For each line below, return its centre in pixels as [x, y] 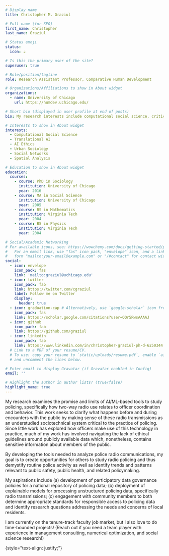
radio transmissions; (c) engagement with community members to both [79, 496]
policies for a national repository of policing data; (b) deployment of [75, 485]
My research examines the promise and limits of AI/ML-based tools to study [84, 401]
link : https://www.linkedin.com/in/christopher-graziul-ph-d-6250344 [89, 345]
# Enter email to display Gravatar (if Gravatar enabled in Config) [78, 369]
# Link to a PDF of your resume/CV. [48, 350]
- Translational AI [30, 139]
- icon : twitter [27, 280]
